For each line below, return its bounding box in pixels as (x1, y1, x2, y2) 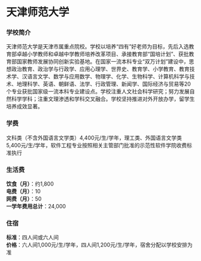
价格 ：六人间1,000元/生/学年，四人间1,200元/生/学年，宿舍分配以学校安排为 (6, 241, 193, 248)
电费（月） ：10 (6, 188, 41, 195)
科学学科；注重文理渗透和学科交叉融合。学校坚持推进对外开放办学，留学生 (11, 95, 195, 102)
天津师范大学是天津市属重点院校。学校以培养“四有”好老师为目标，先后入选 (6, 43, 190, 50)
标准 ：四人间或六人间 (6, 234, 59, 241)
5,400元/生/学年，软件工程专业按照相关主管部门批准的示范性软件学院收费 (6, 141, 187, 148)
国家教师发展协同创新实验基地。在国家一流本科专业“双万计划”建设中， (16, 58, 190, 65)
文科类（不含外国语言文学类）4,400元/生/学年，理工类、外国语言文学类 (6, 134, 182, 141)
